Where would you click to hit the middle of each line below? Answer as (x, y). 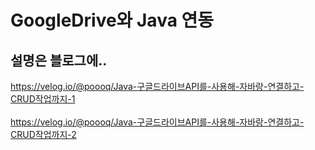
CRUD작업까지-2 (43, 134)
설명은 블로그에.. (59, 60)
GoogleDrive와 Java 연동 (112, 20)
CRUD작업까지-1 (43, 99)
